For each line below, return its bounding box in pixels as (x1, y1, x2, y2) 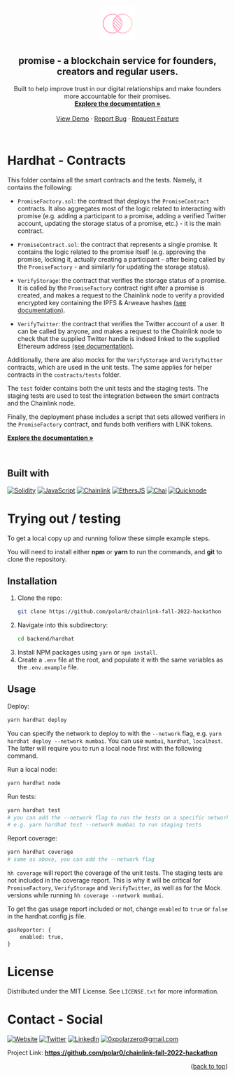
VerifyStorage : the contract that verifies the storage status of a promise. (17, 276, 227, 284)
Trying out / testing (7, 511, 121, 526)
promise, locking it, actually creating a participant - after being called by (17, 255, 225, 263)
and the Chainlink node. (7, 399, 76, 407)
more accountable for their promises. (64, 92, 171, 100)
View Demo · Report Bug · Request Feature (55, 114, 180, 123)
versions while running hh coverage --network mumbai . (7, 891, 164, 899)
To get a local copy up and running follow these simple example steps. (7, 534, 211, 542)
